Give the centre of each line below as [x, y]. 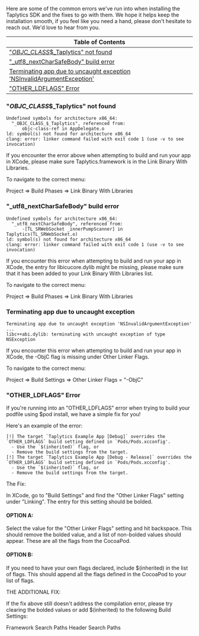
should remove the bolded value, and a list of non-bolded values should [94, 535]
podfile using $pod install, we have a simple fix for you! [73, 414]
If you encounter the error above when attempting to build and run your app [99, 155]
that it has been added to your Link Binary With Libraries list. [80, 273]
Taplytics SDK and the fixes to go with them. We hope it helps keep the [93, 15]
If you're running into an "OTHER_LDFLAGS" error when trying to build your [98, 408]
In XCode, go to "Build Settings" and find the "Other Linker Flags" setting [95, 496]
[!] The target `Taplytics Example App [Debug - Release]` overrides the [99, 458]
